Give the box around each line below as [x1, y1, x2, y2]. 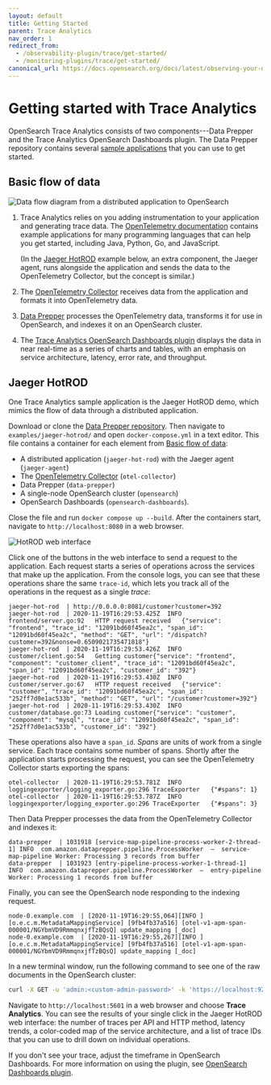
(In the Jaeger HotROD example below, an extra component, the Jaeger [19, 254, 258, 264]
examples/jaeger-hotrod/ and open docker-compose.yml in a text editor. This [8, 430, 260, 440]
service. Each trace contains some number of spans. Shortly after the [8, 745, 240, 756]
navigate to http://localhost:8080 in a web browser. [8, 521, 184, 531]
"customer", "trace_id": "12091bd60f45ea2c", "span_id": [8, 688, 204, 696]
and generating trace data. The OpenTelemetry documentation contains [19, 221, 259, 230]
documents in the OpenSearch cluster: [8, 970, 137, 980]
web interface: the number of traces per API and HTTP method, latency [8, 1018, 246, 1028]
